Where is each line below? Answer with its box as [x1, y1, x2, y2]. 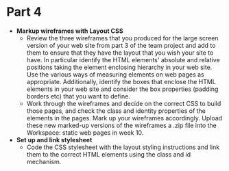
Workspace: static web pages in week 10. [26, 128, 144, 137]
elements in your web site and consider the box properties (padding [26, 85, 219, 93]
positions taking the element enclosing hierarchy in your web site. [26, 63, 213, 71]
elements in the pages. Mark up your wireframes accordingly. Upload [26, 114, 223, 122]
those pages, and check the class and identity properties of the [26, 107, 206, 115]
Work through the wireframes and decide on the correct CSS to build [26, 99, 221, 107]
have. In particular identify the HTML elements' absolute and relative [26, 55, 220, 64]
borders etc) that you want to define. [26, 92, 131, 100]
